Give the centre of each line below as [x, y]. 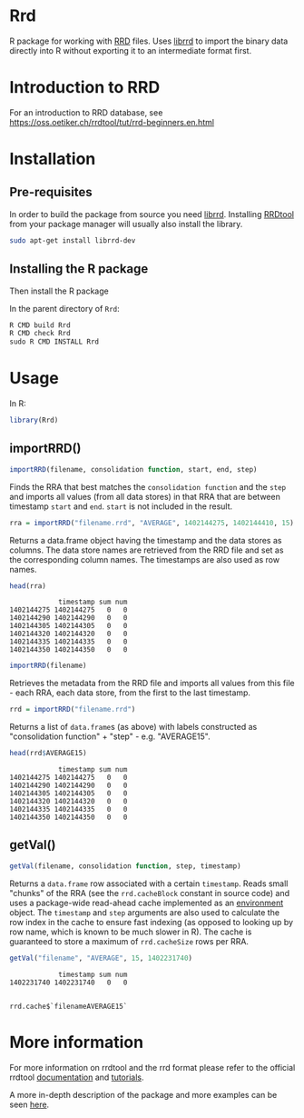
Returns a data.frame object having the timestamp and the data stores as [146, 540]
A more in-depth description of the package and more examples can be [143, 1094]
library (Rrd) [34, 420]
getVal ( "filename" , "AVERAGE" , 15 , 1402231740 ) [101, 958]
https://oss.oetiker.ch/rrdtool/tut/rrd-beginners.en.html [112, 122]
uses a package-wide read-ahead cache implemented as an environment [147, 903]
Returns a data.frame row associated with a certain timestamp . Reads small [149, 883]
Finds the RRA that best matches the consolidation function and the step [148, 486]
